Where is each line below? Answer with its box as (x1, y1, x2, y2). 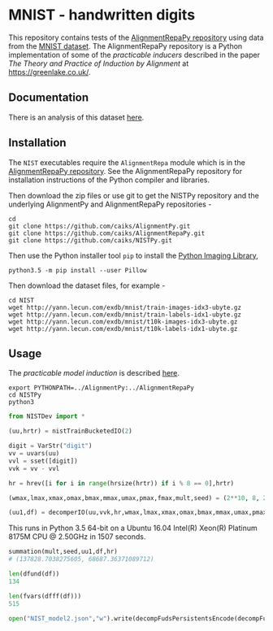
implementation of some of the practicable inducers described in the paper (8, 50, 260, 59)
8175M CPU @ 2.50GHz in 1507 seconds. (8, 532, 146, 542)
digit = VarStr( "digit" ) (8, 442, 93, 450)
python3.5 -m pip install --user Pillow (8, 266, 148, 274)
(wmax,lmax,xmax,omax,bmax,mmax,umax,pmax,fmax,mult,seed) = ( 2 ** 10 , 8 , (8, 494, 260, 502)
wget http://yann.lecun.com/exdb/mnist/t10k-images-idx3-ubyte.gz (8, 317, 238, 326)
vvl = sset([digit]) (8, 457, 79, 465)
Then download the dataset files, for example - (8, 281, 166, 290)
